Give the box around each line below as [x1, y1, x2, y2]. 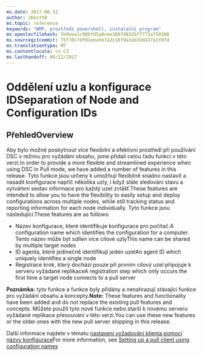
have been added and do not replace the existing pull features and [6, 298, 172, 306]
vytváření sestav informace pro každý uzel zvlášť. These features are [6, 184, 178, 192]
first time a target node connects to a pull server [15, 274, 136, 281]
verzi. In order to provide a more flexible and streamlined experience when [6, 159, 191, 166]
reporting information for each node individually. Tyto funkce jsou [6, 204, 170, 211]
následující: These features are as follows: [6, 210, 110, 218]
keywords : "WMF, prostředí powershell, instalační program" [6, 25, 162, 32]
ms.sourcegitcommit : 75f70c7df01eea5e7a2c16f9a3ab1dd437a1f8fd [6, 37, 170, 43]
